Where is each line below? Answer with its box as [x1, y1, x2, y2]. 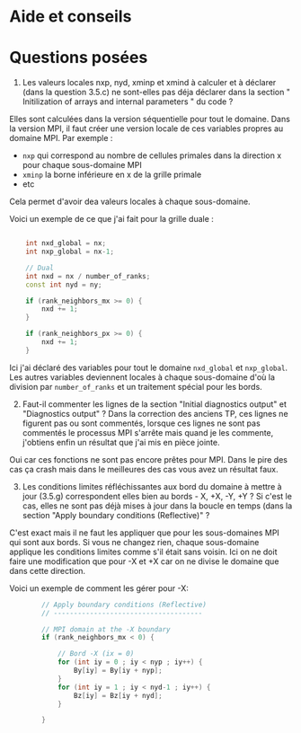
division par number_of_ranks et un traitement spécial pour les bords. [9, 381, 262, 392]
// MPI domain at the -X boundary [41, 624, 171, 634]
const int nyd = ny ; [25, 280, 102, 289]
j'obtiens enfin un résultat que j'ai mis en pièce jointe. [22, 437, 220, 447]
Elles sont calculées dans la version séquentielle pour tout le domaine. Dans [9, 114, 290, 125]
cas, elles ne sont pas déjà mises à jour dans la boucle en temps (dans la [22, 500, 293, 511]
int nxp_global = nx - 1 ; [25, 247, 115, 256]
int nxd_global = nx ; [25, 239, 106, 248]
